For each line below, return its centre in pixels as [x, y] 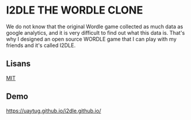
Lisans [19, 64]
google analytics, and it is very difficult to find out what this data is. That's [95, 32]
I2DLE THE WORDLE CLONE [75, 10]
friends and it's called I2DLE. [41, 45]
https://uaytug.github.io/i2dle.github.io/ [54, 111]
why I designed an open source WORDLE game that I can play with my [91, 39]
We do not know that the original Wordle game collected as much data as [95, 26]
